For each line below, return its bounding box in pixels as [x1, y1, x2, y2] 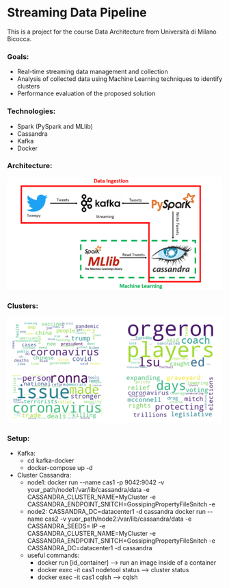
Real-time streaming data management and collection [16, 67, 169, 76]
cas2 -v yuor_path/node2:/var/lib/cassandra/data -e [44, 515, 192, 523]
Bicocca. [7, 34, 32, 43]
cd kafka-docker [27, 456, 75, 464]
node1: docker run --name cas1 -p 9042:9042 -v [27, 478, 165, 486]
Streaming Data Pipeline [7, 5, 147, 21]
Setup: [7, 434, 30, 443]
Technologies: [7, 106, 56, 116]
